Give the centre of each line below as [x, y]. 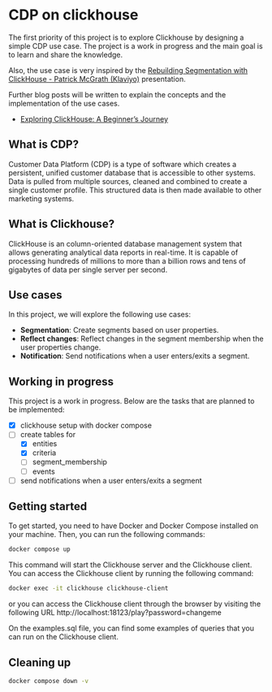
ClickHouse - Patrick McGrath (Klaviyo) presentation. [97, 79]
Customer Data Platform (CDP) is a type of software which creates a [123, 164]
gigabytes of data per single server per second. [88, 269]
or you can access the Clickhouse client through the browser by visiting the [135, 604]
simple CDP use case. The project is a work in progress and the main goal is [136, 45]
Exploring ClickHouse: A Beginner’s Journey [94, 118]
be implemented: [37, 410]
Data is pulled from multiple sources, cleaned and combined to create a [128, 181]
